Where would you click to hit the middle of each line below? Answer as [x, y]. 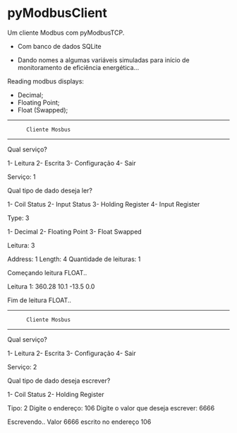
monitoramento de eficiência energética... [78, 67]
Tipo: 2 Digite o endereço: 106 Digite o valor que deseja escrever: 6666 [111, 408]
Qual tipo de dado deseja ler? [50, 190]
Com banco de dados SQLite [59, 46]
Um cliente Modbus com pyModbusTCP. [66, 33]
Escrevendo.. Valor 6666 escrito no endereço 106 [79, 422]
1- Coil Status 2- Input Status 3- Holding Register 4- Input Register [104, 204]
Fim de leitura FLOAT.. [39, 300]
